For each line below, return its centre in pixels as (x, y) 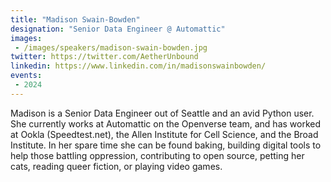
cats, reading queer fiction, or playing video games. (116, 166)
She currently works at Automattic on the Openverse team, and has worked (166, 123)
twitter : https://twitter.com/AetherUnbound (104, 57)
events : (26, 76)
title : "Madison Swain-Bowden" (75, 19)
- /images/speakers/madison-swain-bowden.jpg (111, 47)
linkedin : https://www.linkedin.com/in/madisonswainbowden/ (138, 66)
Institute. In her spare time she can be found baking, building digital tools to (166, 145)
